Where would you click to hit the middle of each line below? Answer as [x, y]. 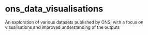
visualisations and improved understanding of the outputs [62, 27]
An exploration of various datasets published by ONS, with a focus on [74, 22]
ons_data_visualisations [54, 9]
